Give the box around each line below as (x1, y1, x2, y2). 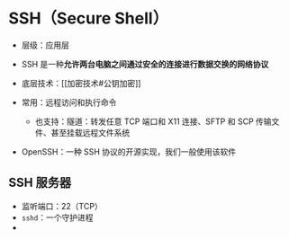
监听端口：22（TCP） (21, 200, 103, 211)
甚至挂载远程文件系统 (50, 127, 131, 137)
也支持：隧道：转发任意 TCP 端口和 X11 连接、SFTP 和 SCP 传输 (34, 116, 272, 127)
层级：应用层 (21, 40, 69, 50)
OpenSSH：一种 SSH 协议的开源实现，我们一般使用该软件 (21, 146, 237, 157)
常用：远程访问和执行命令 (21, 96, 117, 108)
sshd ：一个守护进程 (21, 212, 94, 223)
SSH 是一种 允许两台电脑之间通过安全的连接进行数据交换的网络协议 (21, 58, 269, 69)
